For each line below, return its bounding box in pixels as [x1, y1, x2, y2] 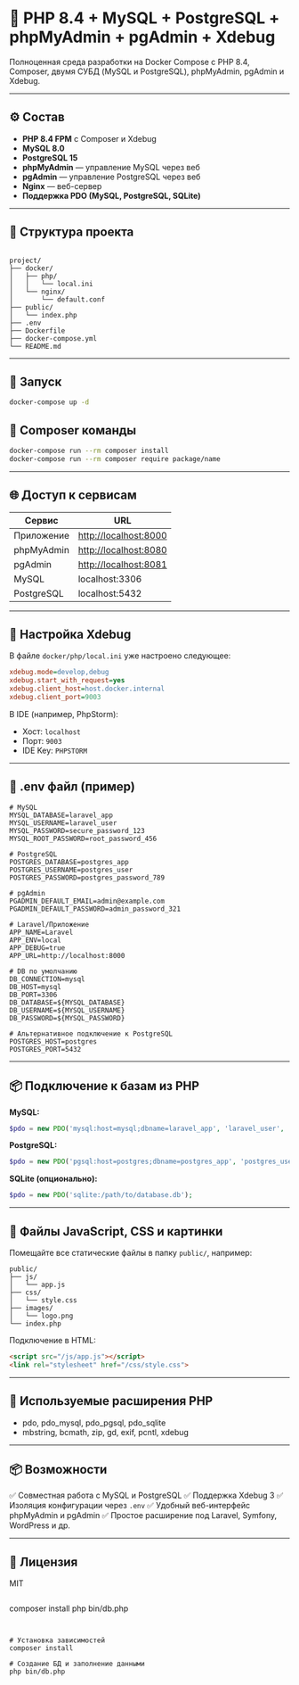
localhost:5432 [77, 587, 142, 599]
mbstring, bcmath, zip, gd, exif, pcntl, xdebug [21, 1426, 190, 1437]
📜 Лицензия [9, 1554, 78, 1569]
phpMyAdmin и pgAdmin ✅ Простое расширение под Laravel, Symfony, [9, 1510, 278, 1521]
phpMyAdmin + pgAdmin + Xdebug [9, 27, 276, 47]
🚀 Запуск [9, 374, 62, 389]
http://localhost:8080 [77, 543, 167, 556]
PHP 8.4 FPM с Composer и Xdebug [21, 133, 158, 144]
